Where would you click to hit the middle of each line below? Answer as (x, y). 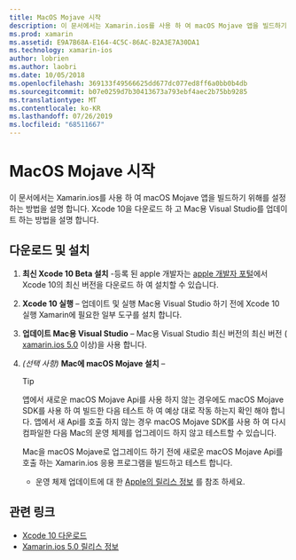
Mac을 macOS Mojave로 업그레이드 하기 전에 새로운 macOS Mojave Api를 (152, 451)
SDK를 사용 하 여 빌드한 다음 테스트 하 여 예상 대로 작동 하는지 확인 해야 (145, 410)
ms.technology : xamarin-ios (61, 51)
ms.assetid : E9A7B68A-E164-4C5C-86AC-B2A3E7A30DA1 (105, 42)
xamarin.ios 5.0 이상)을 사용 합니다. (85, 344)
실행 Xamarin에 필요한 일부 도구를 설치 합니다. (102, 314)
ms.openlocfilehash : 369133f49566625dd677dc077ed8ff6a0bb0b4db (129, 83)
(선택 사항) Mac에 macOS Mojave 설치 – (93, 363)
